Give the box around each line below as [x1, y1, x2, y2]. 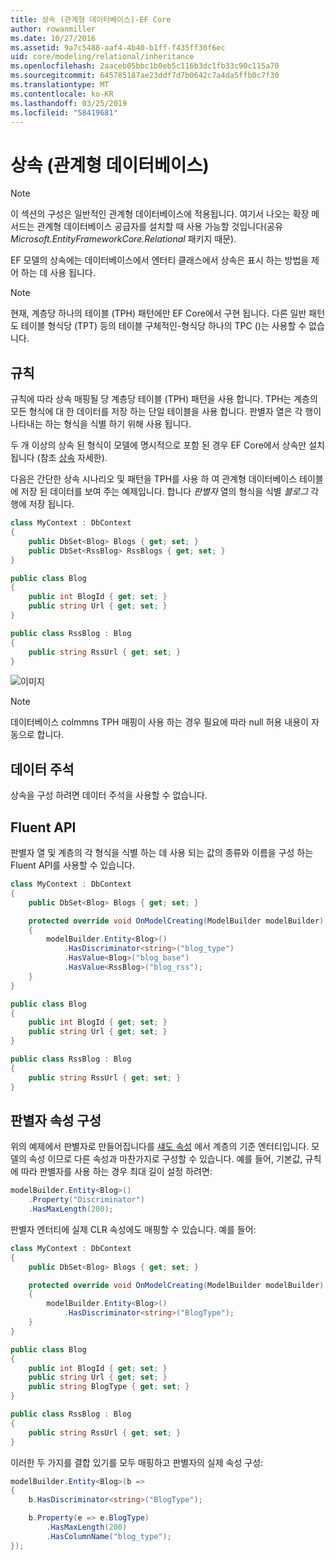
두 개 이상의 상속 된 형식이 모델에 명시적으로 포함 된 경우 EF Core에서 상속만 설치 [10, 439, 325, 451]
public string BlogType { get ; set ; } [28, 1382, 190, 1392]
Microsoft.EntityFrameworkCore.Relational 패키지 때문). [10, 233, 237, 245]
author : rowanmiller [10, 24, 97, 34]
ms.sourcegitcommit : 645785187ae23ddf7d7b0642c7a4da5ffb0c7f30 [10, 71, 280, 81]
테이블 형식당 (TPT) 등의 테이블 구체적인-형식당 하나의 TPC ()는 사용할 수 [20, 320, 307, 332]
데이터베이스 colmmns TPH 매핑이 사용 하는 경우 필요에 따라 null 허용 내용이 [10, 716, 309, 728]
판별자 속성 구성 [10, 1112, 102, 1129]
